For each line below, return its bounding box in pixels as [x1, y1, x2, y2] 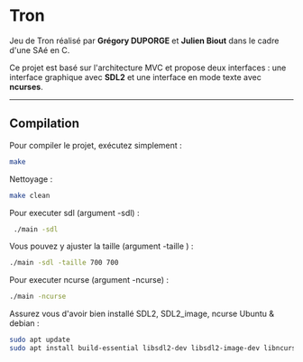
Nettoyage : [9, 173, 53, 185]
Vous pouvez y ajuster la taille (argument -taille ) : [9, 240, 194, 252]
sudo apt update [9, 335, 70, 345]
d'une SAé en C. [9, 44, 70, 55]
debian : [9, 318, 40, 329]
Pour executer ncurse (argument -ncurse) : [9, 275, 170, 285]
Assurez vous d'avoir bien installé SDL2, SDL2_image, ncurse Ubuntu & [9, 308, 275, 320]
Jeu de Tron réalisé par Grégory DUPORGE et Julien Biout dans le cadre [9, 35, 280, 46]
